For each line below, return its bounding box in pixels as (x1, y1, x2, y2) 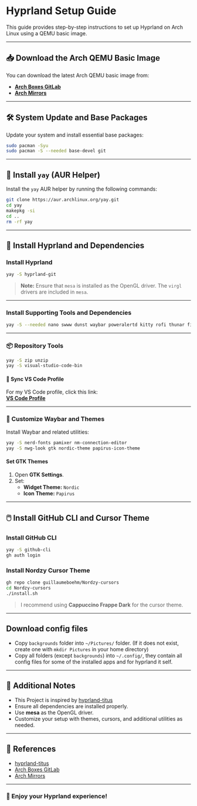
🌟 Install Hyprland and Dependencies (6, 240, 145, 251)
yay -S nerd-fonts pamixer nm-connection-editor (6, 439, 127, 445)
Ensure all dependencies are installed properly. (14, 702, 128, 710)
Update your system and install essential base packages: (6, 131, 144, 138)
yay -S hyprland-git (6, 272, 57, 278)
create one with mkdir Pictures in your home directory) (14, 645, 149, 652)
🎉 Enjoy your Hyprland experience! (6, 792, 107, 801)
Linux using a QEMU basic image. (6, 29, 87, 36)
